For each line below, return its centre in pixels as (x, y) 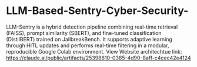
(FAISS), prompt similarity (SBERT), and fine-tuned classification (84, 33)
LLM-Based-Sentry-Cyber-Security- (97, 11)
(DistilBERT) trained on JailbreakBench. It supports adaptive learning (89, 39)
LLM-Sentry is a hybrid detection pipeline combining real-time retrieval (92, 27)
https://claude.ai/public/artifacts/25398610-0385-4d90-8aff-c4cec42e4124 (98, 58)
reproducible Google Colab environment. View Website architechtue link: (94, 51)
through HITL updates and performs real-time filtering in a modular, (88, 45)
